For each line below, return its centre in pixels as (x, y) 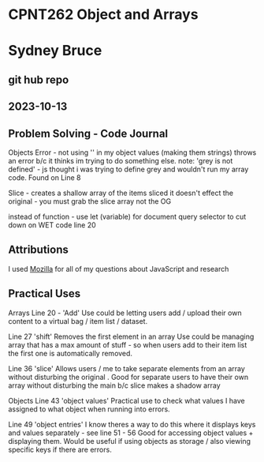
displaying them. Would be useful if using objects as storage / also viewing (129, 441)
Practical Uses (45, 294)
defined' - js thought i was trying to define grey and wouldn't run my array (128, 169)
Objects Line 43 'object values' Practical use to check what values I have (127, 400)
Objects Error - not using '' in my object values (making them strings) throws (132, 152)
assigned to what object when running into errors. (89, 409)
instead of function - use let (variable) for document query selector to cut (127, 216)
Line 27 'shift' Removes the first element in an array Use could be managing (131, 336)
